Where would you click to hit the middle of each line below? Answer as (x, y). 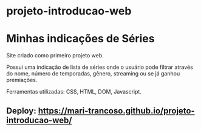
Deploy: (21, 111)
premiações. (22, 80)
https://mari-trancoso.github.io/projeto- (117, 111)
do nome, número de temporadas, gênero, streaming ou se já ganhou (93, 74)
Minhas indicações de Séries (80, 39)
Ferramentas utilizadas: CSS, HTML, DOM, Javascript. (74, 92)
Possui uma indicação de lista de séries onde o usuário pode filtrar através (100, 67)
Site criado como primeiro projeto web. (55, 56)
